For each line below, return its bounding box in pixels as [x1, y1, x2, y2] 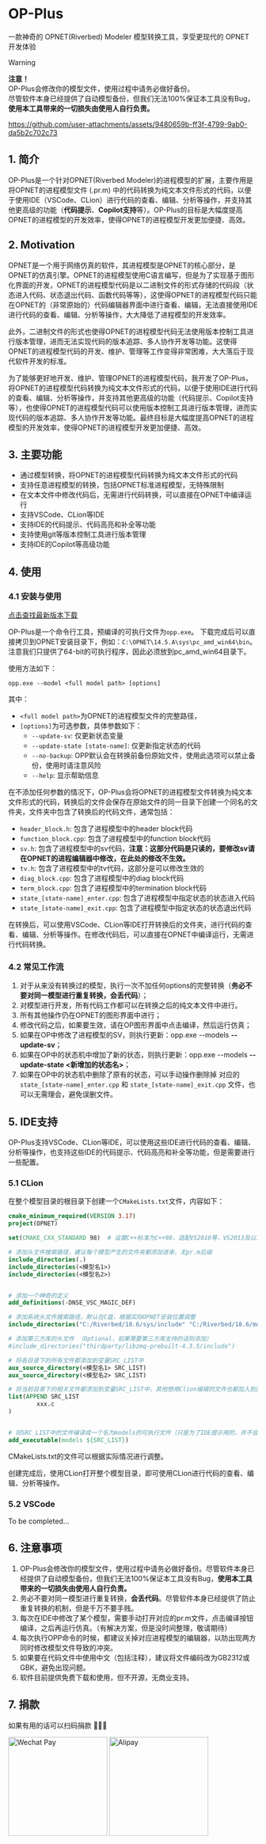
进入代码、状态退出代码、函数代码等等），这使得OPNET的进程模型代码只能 [14, 290, 257, 299]
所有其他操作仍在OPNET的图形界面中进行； [19, 1011, 162, 1020]
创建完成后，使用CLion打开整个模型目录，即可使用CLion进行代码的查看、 [8, 1468, 248, 1478]
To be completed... [8, 1516, 70, 1526]
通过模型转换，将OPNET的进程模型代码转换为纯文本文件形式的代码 [19, 470, 238, 480]
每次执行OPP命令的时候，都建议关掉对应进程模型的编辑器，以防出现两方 [19, 1633, 256, 1642]
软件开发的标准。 [14, 356, 71, 366]
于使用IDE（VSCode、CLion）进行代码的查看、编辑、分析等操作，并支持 [8, 195, 245, 204]
